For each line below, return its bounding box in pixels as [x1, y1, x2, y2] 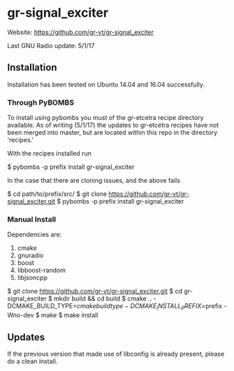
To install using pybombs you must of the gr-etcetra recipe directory [7, 114, 204, 122]
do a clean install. [7, 357, 58, 365]
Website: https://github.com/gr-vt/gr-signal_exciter [7, 28, 154, 36]
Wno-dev [7, 311, 34, 319]
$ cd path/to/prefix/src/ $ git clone [7, 190, 107, 198]
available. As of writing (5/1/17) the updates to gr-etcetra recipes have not [7, 121, 219, 130]
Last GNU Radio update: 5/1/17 [7, 41, 95, 50]
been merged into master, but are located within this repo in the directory [7, 128, 218, 137]
